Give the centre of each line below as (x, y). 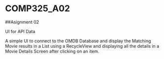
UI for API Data (20, 31)
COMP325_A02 (38, 9)
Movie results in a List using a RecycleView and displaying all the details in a (82, 46)
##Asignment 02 (22, 22)
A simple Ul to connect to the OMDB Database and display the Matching (78, 41)
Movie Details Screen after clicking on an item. (52, 51)
